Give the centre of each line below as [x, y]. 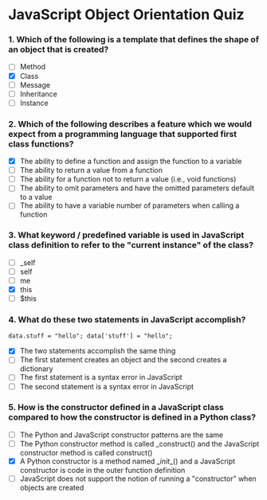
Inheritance [38, 94]
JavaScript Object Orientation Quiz [126, 15]
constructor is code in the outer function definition [102, 471]
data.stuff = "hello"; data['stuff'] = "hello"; [90, 336]
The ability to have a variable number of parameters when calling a [130, 205]
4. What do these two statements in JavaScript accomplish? [127, 319]
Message [35, 84]
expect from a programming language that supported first [123, 134]
